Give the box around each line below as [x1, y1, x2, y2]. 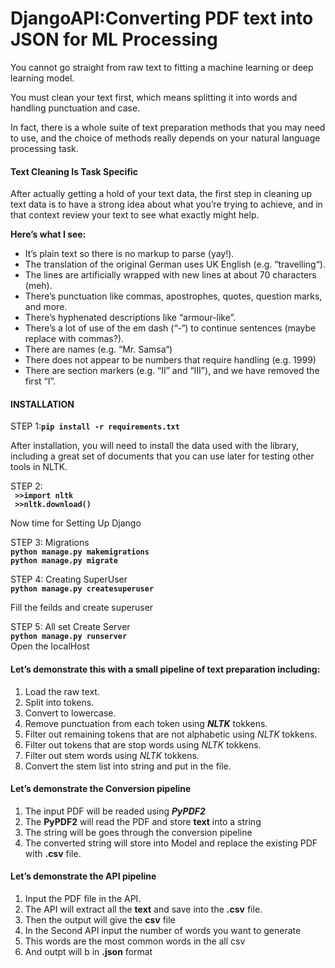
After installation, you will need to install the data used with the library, [10, 440, 299, 452]
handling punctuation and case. [10, 102, 141, 114]
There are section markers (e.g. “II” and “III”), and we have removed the [24, 365, 320, 377]
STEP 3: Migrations [10, 537, 90, 549]
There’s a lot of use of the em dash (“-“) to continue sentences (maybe [24, 322, 317, 334]
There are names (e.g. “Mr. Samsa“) [24, 343, 173, 356]
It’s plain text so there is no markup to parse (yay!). [24, 248, 235, 260]
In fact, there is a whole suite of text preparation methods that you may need [10, 121, 326, 133]
